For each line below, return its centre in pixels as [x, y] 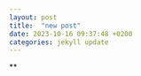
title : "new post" [45, 26]
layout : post [33, 17]
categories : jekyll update [59, 42]
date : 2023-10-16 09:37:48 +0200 [71, 34]
